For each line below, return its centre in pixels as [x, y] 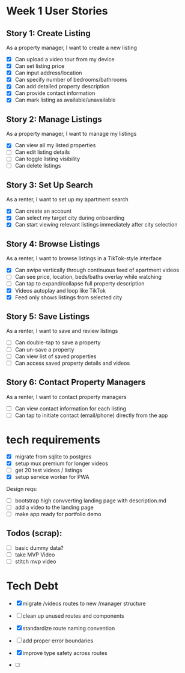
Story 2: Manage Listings [54, 119]
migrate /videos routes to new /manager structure [84, 603]
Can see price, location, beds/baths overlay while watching [88, 277]
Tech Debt [32, 586]
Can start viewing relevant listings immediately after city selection [96, 225]
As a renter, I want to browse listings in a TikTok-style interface [84, 258]
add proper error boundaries [58, 641]
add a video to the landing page [54, 507]
